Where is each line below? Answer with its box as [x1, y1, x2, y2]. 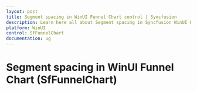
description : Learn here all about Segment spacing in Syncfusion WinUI [6, 19, 188, 25]
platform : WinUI [6, 24, 46, 31]
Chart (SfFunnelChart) [6, 73, 117, 86]
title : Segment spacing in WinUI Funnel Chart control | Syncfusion [6, 14, 177, 20]
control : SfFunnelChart [6, 30, 64, 36]
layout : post [6, 8, 38, 15]
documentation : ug [6, 36, 51, 41]
